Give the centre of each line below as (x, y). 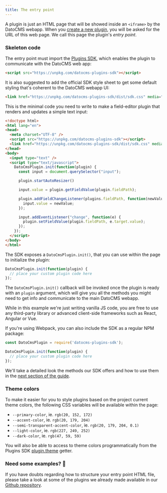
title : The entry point (30, 10)
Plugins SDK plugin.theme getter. (39, 451)
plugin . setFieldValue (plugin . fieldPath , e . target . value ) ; (84, 222)
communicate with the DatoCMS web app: (48, 63)
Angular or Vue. (21, 319)
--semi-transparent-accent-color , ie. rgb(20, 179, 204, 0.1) (76, 425)
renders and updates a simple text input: (46, 112)
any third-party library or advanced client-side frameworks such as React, (81, 313)
